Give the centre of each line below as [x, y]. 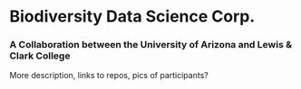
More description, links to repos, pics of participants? [109, 76]
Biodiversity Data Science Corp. [132, 17]
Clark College [40, 56]
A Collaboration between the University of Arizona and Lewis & [151, 45]
